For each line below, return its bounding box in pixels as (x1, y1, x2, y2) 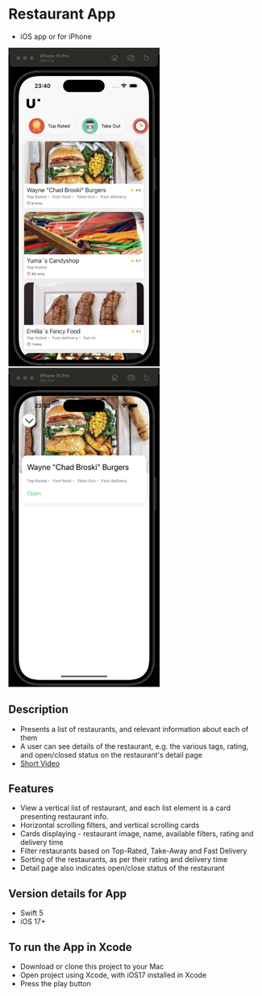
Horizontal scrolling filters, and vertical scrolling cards (19, 821, 200, 830)
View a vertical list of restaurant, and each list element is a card (19, 803, 231, 813)
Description (8, 703, 69, 717)
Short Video (19, 759, 60, 768)
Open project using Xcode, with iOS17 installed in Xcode (19, 970, 207, 980)
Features (8, 782, 54, 796)
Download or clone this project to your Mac (19, 962, 164, 972)
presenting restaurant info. (19, 812, 109, 822)
